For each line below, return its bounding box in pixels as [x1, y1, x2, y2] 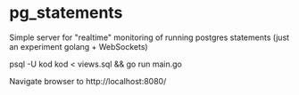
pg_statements [9, 3, 123, 23]
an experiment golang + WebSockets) [9, 41, 149, 51]
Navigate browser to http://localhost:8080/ [9, 75, 167, 86]
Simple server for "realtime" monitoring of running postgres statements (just [9, 32, 290, 43]
